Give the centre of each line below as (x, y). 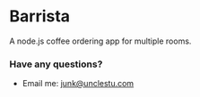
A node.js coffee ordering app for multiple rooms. (100, 41)
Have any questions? (56, 64)
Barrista (39, 16)
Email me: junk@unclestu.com (78, 84)
